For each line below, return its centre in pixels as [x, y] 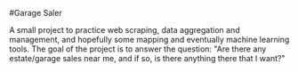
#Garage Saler [36, 13]
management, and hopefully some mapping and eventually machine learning [149, 40]
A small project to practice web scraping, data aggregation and [125, 30]
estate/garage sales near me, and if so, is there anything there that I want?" [147, 58]
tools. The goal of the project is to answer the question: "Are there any [138, 49]
